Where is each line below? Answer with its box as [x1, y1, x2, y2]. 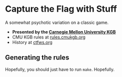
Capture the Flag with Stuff [5, 3, 117, 15]
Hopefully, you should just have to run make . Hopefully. [5, 66, 115, 72]
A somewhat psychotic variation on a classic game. [5, 19, 109, 25]
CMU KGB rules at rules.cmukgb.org [12, 34, 86, 40]
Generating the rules [5, 54, 70, 62]
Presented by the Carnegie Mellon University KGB [12, 29, 116, 35]
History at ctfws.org [12, 39, 53, 45]
